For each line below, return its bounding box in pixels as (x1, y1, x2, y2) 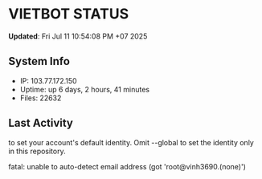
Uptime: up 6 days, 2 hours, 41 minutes (19, 84, 150, 94)
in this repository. (8, 146, 66, 156)
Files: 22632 (19, 93, 62, 103)
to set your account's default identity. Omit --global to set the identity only (8, 137, 255, 147)
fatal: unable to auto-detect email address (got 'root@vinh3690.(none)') (8, 161, 247, 171)
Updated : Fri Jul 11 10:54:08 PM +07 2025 (8, 31, 148, 41)
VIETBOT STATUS (8, 5, 129, 23)
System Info (8, 55, 71, 68)
